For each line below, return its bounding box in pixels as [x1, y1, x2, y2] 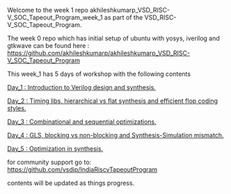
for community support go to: [7, 158, 92, 166]
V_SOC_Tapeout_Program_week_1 [7, 13, 103, 22]
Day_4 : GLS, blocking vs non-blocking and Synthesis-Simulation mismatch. [7, 131, 224, 139]
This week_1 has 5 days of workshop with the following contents [7, 70, 191, 78]
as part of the [104, 13, 143, 22]
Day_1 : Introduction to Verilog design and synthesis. [7, 83, 157, 91]
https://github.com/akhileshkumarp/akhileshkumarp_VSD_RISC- [7, 49, 190, 57]
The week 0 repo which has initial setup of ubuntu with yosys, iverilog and [7, 34, 221, 42]
